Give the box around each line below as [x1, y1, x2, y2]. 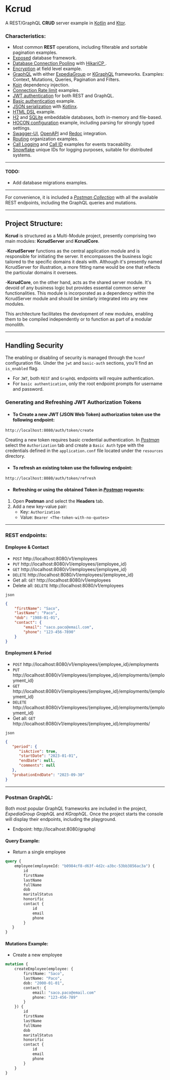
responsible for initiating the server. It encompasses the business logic [5, 253, 153, 260]
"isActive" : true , [18, 749, 58, 754]
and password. [12, 386, 44, 392]
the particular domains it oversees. [5, 270, 77, 276]
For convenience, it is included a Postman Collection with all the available [5, 194, 158, 201]
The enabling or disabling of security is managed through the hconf [5, 355, 145, 361]
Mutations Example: [5, 940, 49, 946]
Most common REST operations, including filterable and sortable [12, 44, 148, 50]
